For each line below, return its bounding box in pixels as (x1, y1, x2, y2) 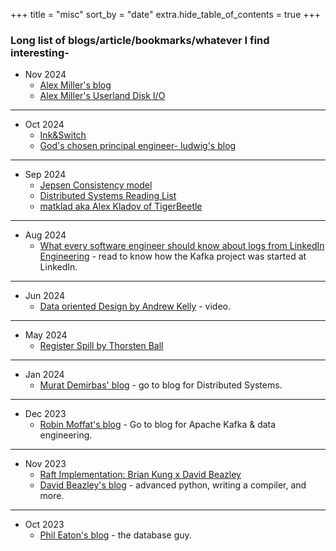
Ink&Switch (39, 129, 87, 141)
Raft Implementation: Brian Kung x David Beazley (39, 469, 242, 481)
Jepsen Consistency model (39, 179, 153, 191)
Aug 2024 (24, 229, 67, 241)
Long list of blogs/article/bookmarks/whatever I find (10, 33, 270, 47)
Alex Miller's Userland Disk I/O (39, 90, 166, 102)
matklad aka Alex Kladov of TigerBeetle (39, 200, 203, 213)
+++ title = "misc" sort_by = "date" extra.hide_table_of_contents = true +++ (10, 9, 322, 20)
